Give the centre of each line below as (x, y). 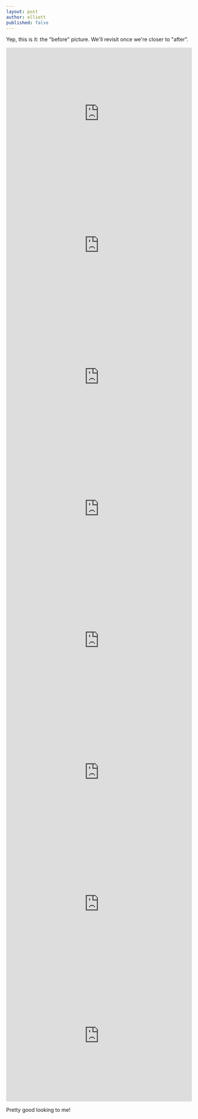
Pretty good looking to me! (38, 1110)
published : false (27, 22)
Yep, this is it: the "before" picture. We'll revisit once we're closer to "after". (97, 40)
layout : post (22, 12)
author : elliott (26, 17)
